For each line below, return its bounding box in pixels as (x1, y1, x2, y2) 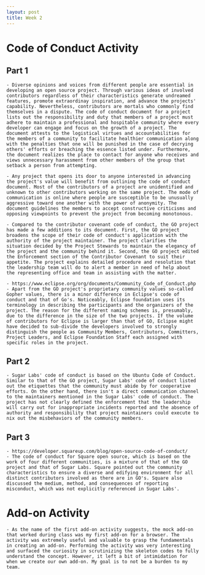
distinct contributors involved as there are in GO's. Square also (6, 475, 183, 482)
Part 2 (6, 356, 30, 366)
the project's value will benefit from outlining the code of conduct (6, 179, 191, 185)
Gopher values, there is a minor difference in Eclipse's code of (6, 291, 180, 298)
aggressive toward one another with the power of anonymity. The (6, 200, 177, 206)
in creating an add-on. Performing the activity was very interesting (6, 542, 191, 549)
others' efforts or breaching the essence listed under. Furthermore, (6, 146, 191, 152)
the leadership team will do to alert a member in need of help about (6, 264, 191, 271)
